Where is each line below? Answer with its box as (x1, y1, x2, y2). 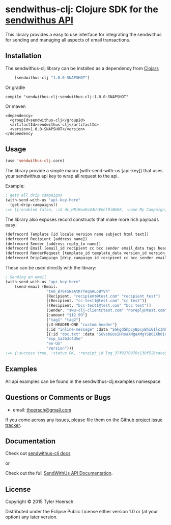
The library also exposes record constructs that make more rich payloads (5, 216, 159, 222)
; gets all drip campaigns (5, 193, 63, 198)
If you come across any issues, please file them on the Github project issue (5, 417, 163, 423)
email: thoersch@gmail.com (12, 406, 71, 413)
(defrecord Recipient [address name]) (5, 236, 88, 241)
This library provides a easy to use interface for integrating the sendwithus (5, 31, 162, 37)
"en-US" (46, 341, 63, 346)
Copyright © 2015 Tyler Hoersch (5, 498, 74, 505)
